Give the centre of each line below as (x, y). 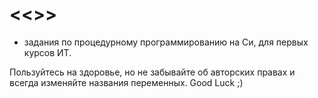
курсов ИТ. (47, 52)
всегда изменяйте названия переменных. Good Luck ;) (126, 82)
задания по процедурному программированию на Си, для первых (166, 42)
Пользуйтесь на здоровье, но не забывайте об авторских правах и (152, 72)
